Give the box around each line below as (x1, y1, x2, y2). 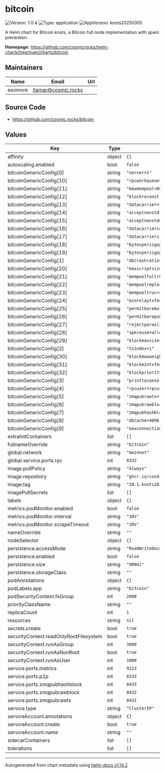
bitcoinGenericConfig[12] (7, 193, 67, 200)
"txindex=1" (126, 346, 155, 351)
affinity (7, 154, 24, 160)
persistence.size (7, 561, 46, 568)
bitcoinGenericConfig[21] (7, 273, 67, 280)
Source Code (5, 103, 46, 112)
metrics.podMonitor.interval (7, 513, 72, 520)
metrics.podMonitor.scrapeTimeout (7, 521, 89, 528)
